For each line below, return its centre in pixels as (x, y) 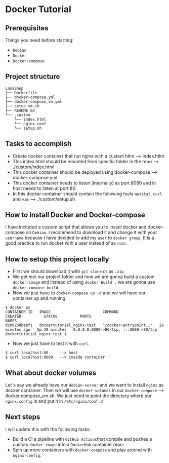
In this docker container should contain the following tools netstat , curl (87, 194)
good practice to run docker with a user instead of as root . (66, 243)
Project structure (33, 77)
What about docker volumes (51, 373)
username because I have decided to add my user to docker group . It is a (80, 238)
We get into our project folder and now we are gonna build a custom (83, 277)
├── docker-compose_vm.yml (34, 102)
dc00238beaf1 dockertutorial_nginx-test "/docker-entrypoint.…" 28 (85, 325)
